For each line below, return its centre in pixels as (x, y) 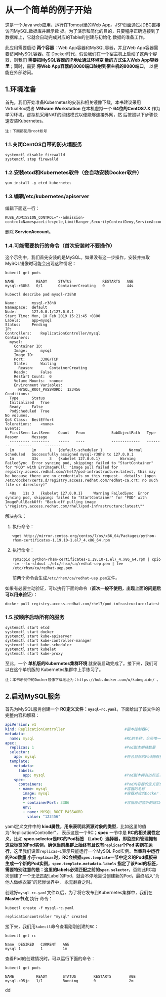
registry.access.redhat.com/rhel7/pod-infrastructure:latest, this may (80, 472)
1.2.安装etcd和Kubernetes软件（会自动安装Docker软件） (74, 172)
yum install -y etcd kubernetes (38, 183)
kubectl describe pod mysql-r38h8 (41, 294)
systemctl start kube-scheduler (38, 645)
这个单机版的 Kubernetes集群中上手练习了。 (59, 669)
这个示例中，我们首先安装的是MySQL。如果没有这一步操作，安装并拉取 (78, 257)
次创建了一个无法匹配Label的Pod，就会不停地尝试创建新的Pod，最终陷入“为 (82, 876)
